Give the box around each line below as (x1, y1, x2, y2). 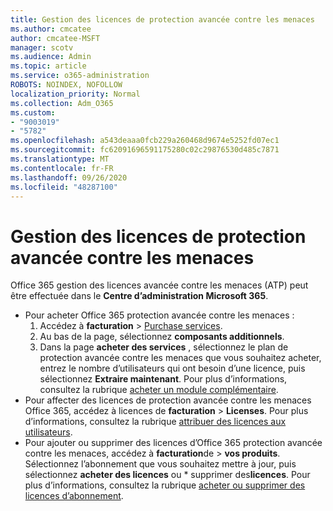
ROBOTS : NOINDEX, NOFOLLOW (10, 80, 123, 90)
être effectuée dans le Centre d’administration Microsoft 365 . (10, 290, 269, 302)
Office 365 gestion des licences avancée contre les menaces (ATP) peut (10, 279, 309, 291)
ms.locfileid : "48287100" (10, 182, 118, 192)
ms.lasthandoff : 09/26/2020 (10, 172, 128, 183)
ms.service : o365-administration (10, 71, 150, 81)
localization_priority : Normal (10, 89, 141, 99)
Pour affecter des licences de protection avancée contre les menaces (24, 394, 312, 406)
